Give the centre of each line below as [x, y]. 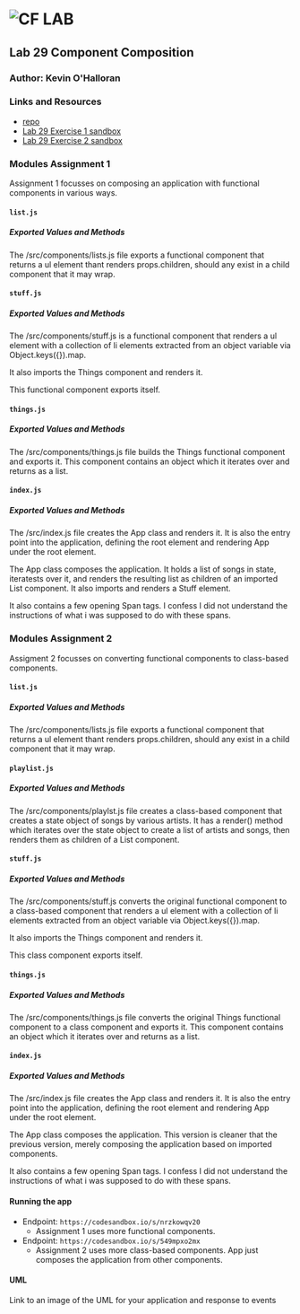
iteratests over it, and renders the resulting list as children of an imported [144, 579]
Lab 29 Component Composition [102, 53]
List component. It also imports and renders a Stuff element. [120, 589]
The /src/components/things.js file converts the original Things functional [145, 1017]
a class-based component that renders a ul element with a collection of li [144, 911]
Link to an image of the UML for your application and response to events [143, 1300]
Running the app [41, 1202]
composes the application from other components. [129, 1259]
